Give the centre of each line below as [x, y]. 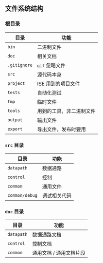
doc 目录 [15, 211]
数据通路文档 [47, 235]
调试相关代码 [57, 195]
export [15, 129]
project [16, 83]
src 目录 [15, 145]
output [15, 120]
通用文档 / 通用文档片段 [59, 253]
